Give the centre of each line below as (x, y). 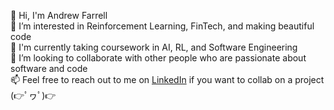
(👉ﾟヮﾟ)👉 (33, 95)
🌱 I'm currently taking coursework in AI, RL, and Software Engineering (154, 47)
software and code (49, 68)
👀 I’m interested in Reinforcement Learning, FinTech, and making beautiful (162, 26)
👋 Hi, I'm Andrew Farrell (59, 15)
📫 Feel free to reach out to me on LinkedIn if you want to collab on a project (167, 79)
